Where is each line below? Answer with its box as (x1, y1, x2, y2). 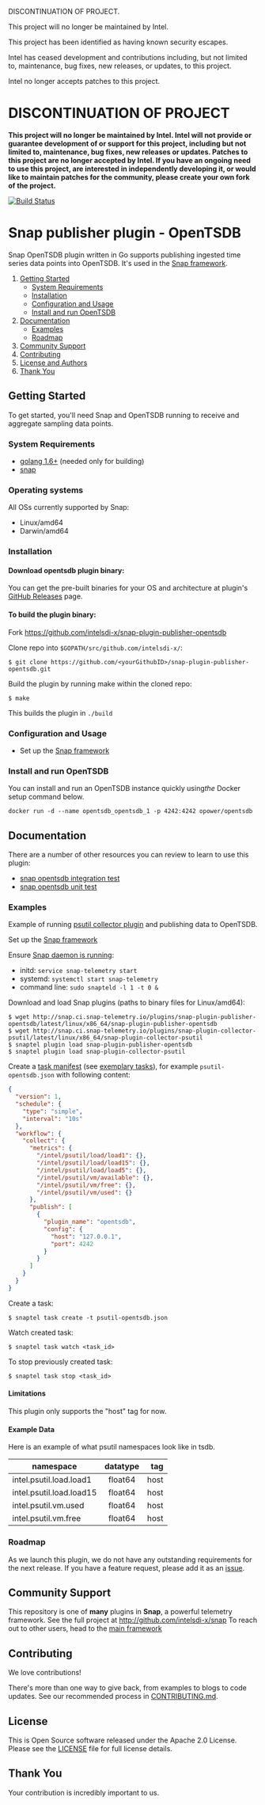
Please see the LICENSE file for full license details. (8, 1743, 172, 1753)
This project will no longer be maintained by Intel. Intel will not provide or (8, 130, 252, 139)
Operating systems (8, 484, 84, 496)
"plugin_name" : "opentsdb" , (43, 1218, 136, 1226)
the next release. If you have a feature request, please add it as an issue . (8, 1563, 245, 1572)
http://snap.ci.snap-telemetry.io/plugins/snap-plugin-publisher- (32, 1013, 257, 1021)
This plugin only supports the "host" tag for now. (8, 1407, 167, 1416)
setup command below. (8, 792, 85, 802)
